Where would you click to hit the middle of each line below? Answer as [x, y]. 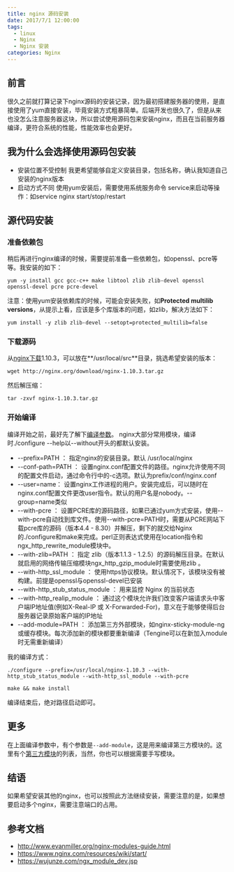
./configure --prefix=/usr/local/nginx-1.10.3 [76, 670]
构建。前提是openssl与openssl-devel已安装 [80, 580]
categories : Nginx [34, 53]
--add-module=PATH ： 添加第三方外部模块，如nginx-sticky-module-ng [121, 624]
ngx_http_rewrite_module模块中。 [66, 545]
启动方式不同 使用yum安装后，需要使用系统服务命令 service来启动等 [116, 187]
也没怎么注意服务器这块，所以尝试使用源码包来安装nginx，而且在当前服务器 [116, 118]
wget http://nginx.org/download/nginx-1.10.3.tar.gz [86, 372]
